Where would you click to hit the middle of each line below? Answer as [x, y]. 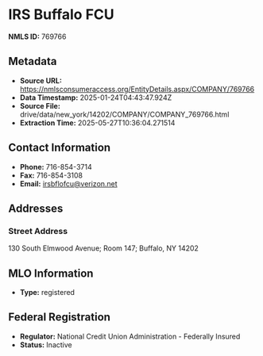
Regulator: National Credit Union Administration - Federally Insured [130, 336]
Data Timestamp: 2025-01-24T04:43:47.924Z [96, 98]
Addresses [36, 208]
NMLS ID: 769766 [37, 36]
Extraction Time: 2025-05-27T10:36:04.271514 [97, 122]
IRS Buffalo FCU [62, 15]
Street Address [38, 231]
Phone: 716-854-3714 [56, 167]
